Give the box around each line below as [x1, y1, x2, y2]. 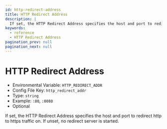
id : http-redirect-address [5, 7, 61, 12]
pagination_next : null [5, 44, 52, 49]
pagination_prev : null [5, 40, 52, 45]
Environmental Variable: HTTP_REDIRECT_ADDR [12, 82, 103, 88]
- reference [9, 30, 35, 35]
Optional [12, 103, 30, 109]
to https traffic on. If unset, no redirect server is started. [5, 118, 119, 124]
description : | [5, 16, 37, 21]
